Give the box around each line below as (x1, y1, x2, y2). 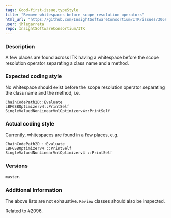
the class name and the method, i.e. (5, 89, 80, 96)
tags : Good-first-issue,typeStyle (5, 7, 79, 13)
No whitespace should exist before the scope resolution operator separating (5, 84, 165, 90)
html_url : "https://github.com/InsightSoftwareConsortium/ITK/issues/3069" (5, 17, 169, 22)
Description (5, 43, 35, 50)
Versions (5, 162, 28, 169)
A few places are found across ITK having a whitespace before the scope (5, 54, 159, 61)
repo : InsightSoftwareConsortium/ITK (5, 26, 85, 32)
